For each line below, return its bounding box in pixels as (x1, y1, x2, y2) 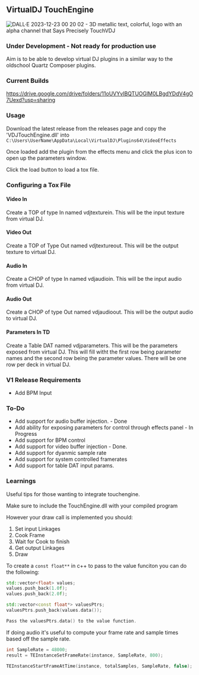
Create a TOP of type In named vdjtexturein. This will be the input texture (6, 209, 185, 216)
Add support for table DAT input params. (14, 462, 115, 469)
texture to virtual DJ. (6, 249, 56, 256)
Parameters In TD (6, 329, 50, 336)
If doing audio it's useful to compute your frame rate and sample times (6, 628, 179, 636)
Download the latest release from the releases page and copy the (6, 125, 166, 132)
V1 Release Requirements (6, 376, 81, 384)
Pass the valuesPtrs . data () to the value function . (6, 618, 137, 624)
